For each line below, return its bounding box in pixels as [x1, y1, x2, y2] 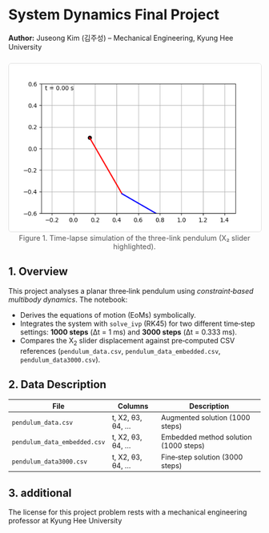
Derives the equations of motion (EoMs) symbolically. [19, 310, 196, 319]
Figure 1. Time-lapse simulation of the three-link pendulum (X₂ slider [18, 233, 251, 242]
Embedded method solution [161, 432, 252, 442]
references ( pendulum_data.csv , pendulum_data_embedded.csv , [19, 346, 221, 355]
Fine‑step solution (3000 [161, 452, 243, 462]
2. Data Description [8, 378, 106, 391]
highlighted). [113, 242, 156, 251]
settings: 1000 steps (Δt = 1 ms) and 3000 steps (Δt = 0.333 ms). [19, 327, 238, 337]
